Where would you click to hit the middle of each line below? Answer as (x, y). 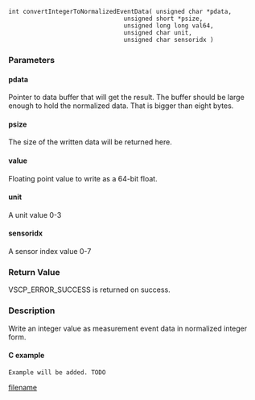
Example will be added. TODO (57, 372)
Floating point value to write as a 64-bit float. (83, 178)
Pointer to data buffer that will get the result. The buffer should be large (127, 98)
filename (23, 387)
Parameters (31, 60)
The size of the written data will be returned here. (90, 142)
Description (32, 310)
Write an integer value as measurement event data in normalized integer (128, 328)
